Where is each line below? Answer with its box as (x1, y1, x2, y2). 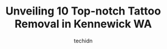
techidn (73, 37, 93, 44)
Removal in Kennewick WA (14, 17, 152, 31)
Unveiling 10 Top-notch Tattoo (5, 4, 162, 18)
